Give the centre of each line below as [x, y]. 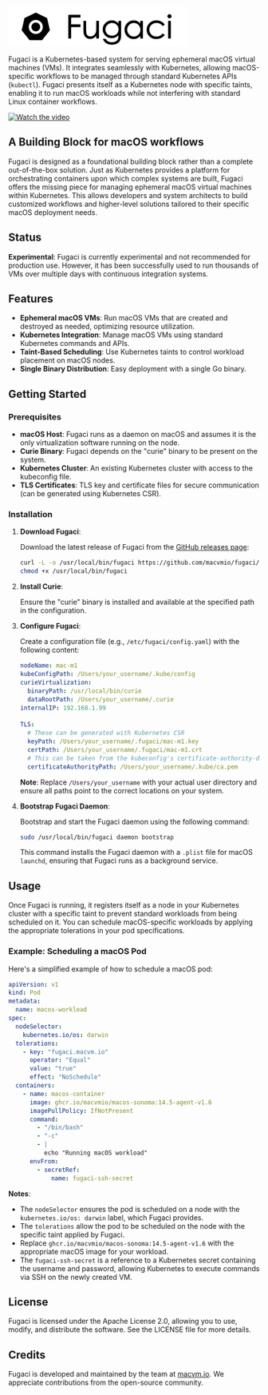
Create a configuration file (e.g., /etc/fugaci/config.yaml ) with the [130, 642]
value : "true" [53, 1069]
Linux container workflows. [53, 101]
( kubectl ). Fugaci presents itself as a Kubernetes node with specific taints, [130, 85]
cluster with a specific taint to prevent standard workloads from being [123, 914]
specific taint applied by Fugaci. [72, 1234]
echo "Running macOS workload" [96, 1153]
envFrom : [44, 1161]
